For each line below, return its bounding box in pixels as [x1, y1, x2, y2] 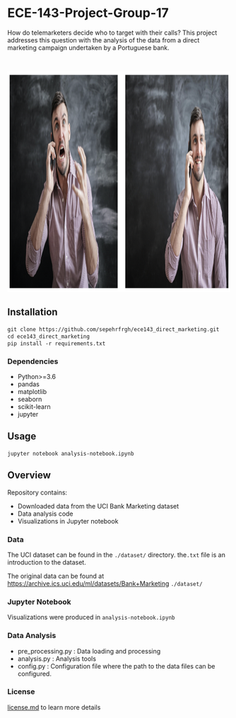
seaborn [17, 395, 42, 404]
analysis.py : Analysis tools [17, 654, 97, 663]
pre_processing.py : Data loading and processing [17, 647, 161, 655]
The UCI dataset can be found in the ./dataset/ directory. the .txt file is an [7, 550, 226, 559]
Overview [7, 469, 52, 482]
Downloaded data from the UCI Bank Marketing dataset [17, 502, 179, 510]
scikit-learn [17, 403, 51, 411]
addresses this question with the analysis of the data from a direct [7, 35, 200, 44]
